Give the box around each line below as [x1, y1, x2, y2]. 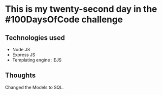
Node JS [12, 47, 31, 52]
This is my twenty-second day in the [5, 3, 158, 15]
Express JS [12, 52, 35, 58]
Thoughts [5, 71, 36, 80]
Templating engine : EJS [12, 57, 62, 63]
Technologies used [5, 33, 65, 42]
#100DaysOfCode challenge [5, 14, 123, 25]
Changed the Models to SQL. [5, 84, 64, 90]
